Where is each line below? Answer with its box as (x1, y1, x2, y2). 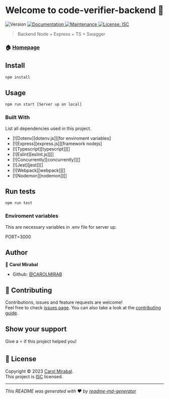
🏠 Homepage (5, 44, 40, 51)
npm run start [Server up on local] (5, 102, 82, 107)
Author (5, 248, 28, 256)
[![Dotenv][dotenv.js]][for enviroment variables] (12, 135, 111, 141)
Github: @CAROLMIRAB (12, 272, 62, 278)
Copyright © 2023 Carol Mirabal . (5, 368, 74, 374)
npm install (5, 75, 30, 80)
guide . (5, 310, 19, 316)
